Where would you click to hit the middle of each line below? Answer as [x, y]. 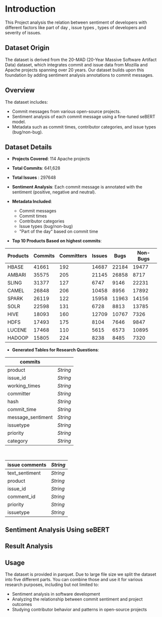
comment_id [21, 497]
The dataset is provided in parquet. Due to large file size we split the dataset [81, 574]
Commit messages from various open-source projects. [66, 111]
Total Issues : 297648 [34, 177]
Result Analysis [29, 546]
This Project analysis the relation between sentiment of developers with [76, 22]
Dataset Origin [27, 48]
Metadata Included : [32, 202]
